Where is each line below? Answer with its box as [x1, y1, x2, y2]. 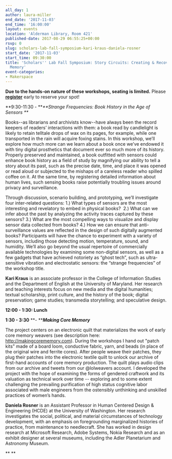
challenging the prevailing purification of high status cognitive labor [5, 381, 147, 387]
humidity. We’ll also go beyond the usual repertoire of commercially [5, 243, 147, 249]
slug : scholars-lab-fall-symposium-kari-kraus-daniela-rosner [5, 46, 141, 51]
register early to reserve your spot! [5, 93, 80, 100]
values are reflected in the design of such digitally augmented [32, 227, 163, 233]
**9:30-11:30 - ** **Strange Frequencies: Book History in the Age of [5, 104, 150, 110]
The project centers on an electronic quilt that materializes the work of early [5, 327, 166, 333]
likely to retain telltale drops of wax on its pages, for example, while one [5, 130, 157, 136]
